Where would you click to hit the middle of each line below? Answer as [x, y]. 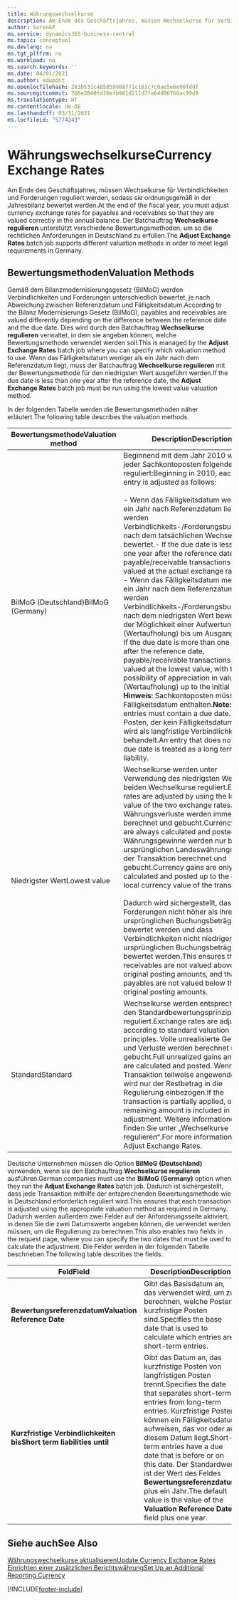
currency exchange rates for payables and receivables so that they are [111, 212]
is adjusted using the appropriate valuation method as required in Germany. [118, 1209]
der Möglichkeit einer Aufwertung [180, 625]
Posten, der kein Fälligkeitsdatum [179, 722]
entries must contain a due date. [177, 714]
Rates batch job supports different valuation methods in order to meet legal [118, 243]
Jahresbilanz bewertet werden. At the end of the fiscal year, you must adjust [118, 205]
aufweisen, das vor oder [185, 1429]
